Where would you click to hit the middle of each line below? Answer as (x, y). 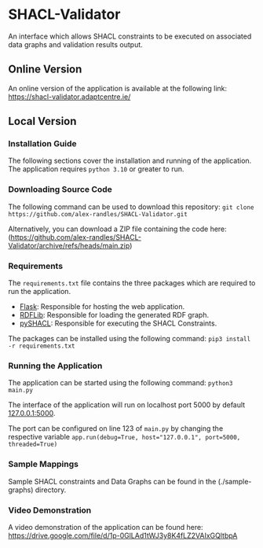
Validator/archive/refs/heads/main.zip (69, 245)
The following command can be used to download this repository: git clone (131, 207)
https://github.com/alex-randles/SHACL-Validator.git (98, 214)
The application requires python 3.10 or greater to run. (96, 169)
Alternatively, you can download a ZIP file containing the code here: (118, 229)
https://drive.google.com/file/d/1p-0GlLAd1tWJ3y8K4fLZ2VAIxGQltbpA (123, 535)
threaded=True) (33, 445)
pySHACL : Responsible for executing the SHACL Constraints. (118, 323)
